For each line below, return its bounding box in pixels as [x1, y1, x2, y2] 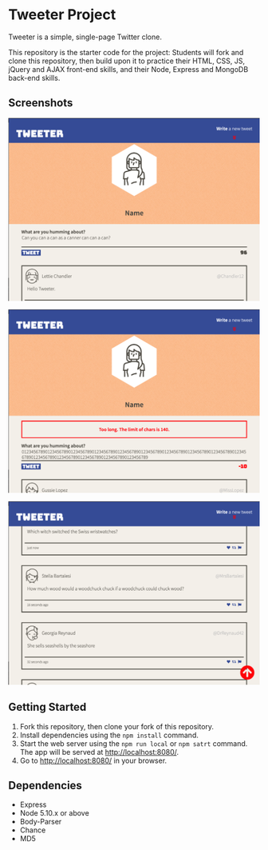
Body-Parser [19, 817, 62, 827]
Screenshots [8, 96, 73, 110]
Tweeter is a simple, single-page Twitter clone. [8, 32, 162, 42]
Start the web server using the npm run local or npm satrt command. [19, 738, 248, 748]
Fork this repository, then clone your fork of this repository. [19, 721, 214, 731]
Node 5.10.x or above [19, 808, 89, 818]
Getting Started [8, 700, 87, 714]
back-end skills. [8, 73, 61, 82]
